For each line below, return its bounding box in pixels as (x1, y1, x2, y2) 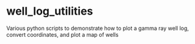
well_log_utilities (6, 4, 94, 18)
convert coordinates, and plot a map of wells (6, 31, 119, 38)
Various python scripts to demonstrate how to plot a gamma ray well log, (6, 24, 189, 32)
